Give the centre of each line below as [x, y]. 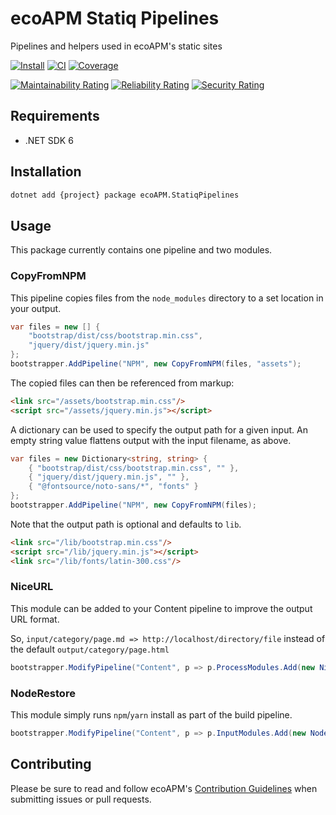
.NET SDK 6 [49, 140]
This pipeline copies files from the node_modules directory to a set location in [167, 298]
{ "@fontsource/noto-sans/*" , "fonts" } [113, 487]
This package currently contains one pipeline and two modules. [141, 250]
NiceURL [32, 587]
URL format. [35, 619]
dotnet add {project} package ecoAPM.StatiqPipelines [125, 195]
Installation [46, 172]
